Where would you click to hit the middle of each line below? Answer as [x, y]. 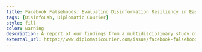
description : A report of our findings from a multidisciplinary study [98, 34]
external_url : [24, 39]
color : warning [25, 28]
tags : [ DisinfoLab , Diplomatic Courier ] [58, 17]
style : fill [21, 23]
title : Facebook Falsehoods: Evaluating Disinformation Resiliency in [96, 12]
